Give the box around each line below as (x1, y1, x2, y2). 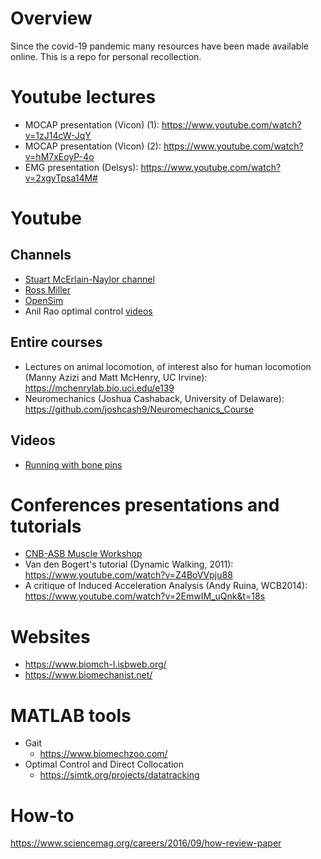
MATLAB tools (10, 704, 132, 727)
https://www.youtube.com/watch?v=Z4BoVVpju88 (24, 569, 233, 581)
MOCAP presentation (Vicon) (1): (24, 118, 160, 131)
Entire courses (10, 334, 103, 351)
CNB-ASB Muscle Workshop (24, 548, 143, 560)
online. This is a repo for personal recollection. (10, 50, 202, 62)
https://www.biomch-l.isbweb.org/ (24, 658, 167, 671)
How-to (10, 804, 75, 827)
